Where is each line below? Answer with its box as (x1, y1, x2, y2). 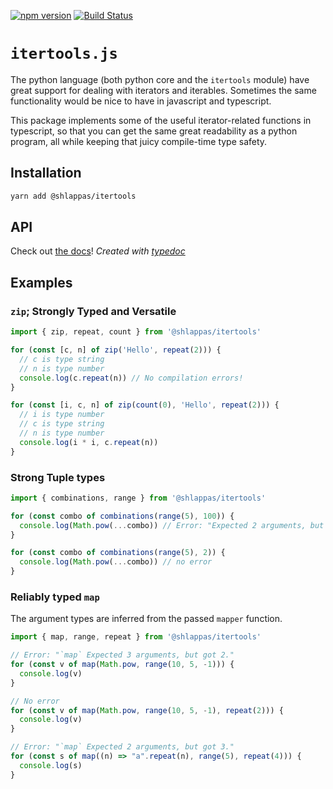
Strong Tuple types (10, 470, 106, 484)
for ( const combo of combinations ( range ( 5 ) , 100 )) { (10, 511, 235, 521)
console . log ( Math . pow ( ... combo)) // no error (19, 557, 213, 567)
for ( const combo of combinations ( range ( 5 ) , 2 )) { (10, 548, 226, 558)
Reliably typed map (10, 590, 100, 604)
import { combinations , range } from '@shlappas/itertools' (10, 493, 267, 503)
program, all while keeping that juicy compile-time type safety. (10, 135, 268, 147)
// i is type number (19, 410, 105, 420)
